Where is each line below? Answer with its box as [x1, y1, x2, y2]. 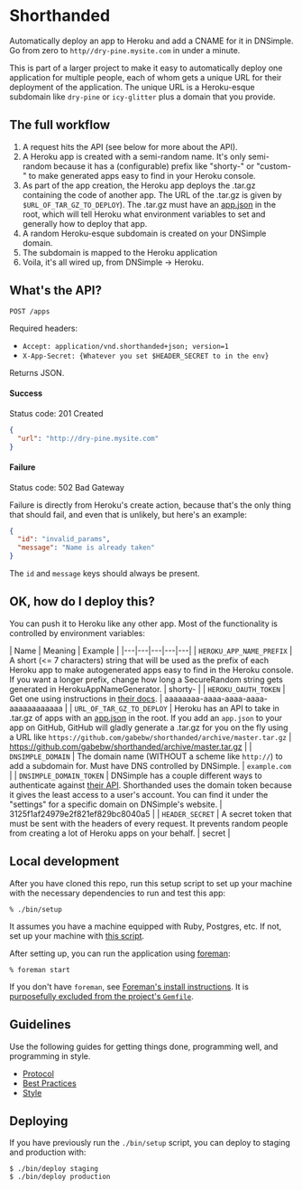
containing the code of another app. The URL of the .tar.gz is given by [22, 189, 282, 200]
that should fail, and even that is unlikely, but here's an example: [9, 509, 248, 520]
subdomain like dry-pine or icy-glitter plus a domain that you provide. [9, 91, 276, 102]
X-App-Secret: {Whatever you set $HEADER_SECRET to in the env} [22, 351, 270, 361]
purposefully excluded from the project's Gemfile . [9, 990, 194, 1001]
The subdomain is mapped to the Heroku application [22, 247, 218, 258]
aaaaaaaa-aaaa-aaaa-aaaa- [164, 693, 269, 704]
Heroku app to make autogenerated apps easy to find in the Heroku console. [9, 664, 294, 675]
